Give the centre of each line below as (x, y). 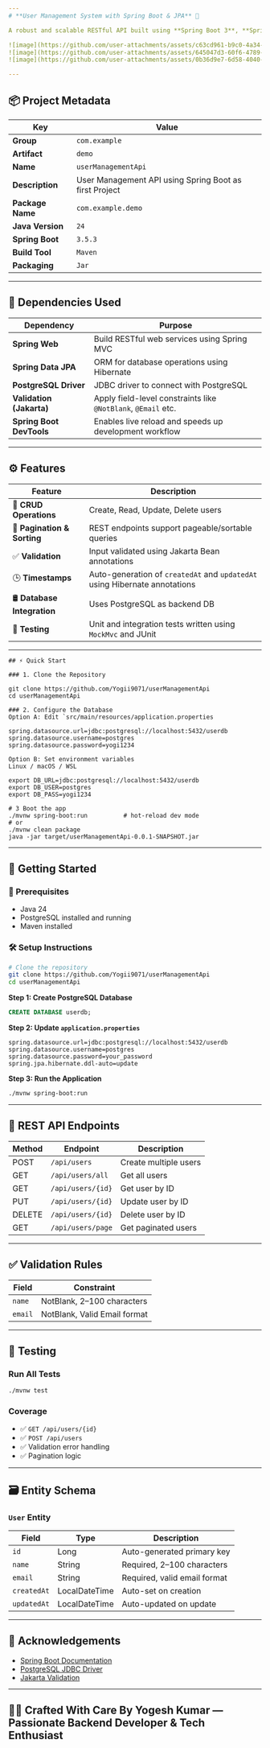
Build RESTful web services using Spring (170, 339)
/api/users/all (80, 1175)
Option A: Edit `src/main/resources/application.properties (111, 717)
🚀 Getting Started (53, 869)
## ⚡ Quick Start (37, 661)
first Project (98, 190)
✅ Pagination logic (51, 1456)
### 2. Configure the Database (61, 710)
